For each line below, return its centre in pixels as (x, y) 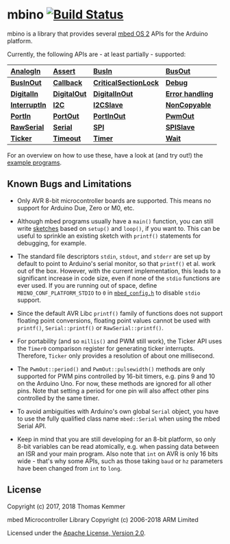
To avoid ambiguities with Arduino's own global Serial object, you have (118, 411)
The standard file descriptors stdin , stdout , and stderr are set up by (114, 256)
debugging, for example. (52, 243)
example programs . (35, 162)
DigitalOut (70, 94)
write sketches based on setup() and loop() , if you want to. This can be (118, 228)
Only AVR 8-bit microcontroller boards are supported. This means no (114, 200)
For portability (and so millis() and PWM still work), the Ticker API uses (119, 341)
